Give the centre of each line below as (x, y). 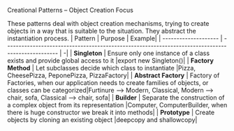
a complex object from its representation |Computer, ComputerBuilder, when (117, 105)
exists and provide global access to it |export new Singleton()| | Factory (111, 61)
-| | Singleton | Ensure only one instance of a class (137, 53)
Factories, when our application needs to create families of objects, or (108, 83)
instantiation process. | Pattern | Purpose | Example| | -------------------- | (115, 38)
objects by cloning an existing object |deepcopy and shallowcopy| (102, 120)
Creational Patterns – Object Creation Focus (71, 10)
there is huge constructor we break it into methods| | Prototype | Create (111, 112)
